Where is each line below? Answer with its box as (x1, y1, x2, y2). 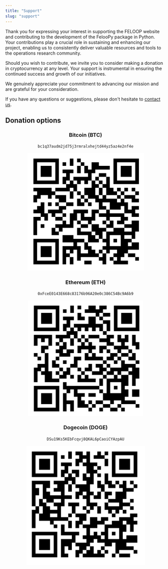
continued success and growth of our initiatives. (5, 70, 106, 77)
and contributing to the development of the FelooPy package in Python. (5, 34, 155, 40)
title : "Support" (5, 8, 42, 13)
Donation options (5, 116, 61, 125)
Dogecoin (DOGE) (63, 424, 108, 431)
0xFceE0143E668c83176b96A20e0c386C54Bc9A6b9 (37, 291, 134, 296)
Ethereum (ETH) (65, 279, 106, 286)
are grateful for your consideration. (5, 86, 79, 92)
